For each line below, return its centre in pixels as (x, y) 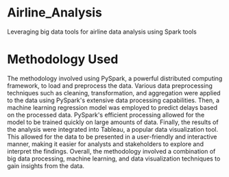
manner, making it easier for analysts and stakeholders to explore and (106, 144)
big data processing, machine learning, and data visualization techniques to (114, 158)
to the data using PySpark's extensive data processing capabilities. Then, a (113, 100)
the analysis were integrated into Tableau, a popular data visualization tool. (113, 129)
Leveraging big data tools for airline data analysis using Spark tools (102, 32)
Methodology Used (63, 59)
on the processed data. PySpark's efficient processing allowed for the (106, 115)
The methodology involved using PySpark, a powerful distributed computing (115, 78)
